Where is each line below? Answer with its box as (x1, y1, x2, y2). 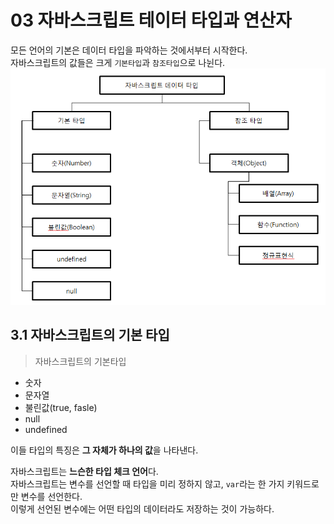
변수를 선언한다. (20, 490, 83, 502)
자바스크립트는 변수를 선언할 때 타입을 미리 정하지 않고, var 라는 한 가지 (10, 477, 285, 490)
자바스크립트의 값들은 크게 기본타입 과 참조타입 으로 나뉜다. (10, 56, 226, 68)
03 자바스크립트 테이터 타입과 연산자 (10, 9, 292, 32)
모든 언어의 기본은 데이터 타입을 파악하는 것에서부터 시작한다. (10, 44, 248, 56)
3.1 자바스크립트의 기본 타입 (10, 327, 170, 344)
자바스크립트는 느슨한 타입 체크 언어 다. (10, 465, 159, 477)
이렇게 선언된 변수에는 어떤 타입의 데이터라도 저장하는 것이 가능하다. (10, 502, 275, 515)
